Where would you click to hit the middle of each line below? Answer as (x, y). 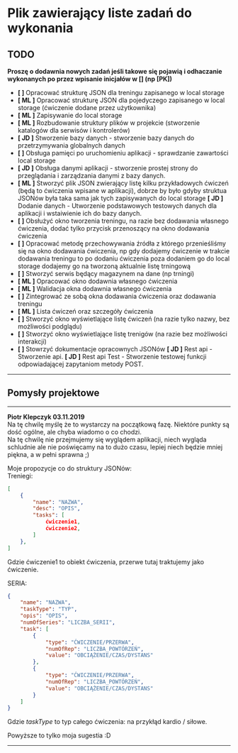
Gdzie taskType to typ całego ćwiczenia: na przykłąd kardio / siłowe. (107, 722)
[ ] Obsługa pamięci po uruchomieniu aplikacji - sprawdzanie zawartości (123, 153)
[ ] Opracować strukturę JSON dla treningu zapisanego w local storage (121, 93)
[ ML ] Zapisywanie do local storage (70, 115)
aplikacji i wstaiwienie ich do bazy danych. (80, 213)
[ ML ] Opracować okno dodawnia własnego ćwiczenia (97, 281)
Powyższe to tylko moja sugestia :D (59, 735)
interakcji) (32, 341)
